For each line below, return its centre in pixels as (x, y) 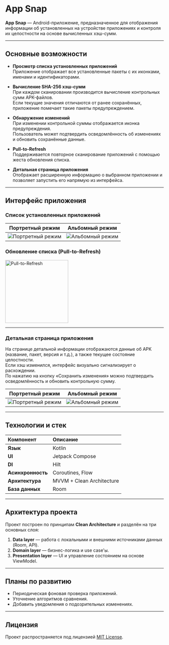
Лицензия (22, 625)
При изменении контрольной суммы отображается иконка (76, 123)
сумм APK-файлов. (33, 97)
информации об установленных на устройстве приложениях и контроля (83, 28)
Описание (65, 439)
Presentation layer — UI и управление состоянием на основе (78, 555)
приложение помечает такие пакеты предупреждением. (73, 108)
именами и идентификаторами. (46, 77)
